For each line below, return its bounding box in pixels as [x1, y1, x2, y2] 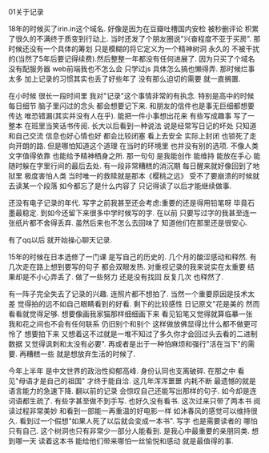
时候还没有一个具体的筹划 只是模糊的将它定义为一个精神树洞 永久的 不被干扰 [8, 44, 260, 54]
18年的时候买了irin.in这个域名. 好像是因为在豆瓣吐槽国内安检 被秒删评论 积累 [8, 24, 259, 34]
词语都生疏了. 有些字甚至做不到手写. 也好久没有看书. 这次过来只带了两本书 [8, 396, 252, 406]
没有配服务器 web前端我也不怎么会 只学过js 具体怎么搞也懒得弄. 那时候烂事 [8, 64, 255, 74]
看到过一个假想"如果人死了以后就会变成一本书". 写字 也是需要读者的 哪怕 [18, 416, 258, 426]
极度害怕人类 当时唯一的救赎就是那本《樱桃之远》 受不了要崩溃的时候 [23, 171, 253, 180]
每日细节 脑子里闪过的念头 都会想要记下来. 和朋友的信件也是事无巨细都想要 [8, 101, 255, 110]
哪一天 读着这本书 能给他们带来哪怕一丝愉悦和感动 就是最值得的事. [14, 436, 234, 446]
